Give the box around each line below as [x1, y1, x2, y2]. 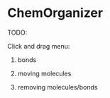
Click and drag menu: [7, 42, 70, 50]
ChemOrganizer [7, 5, 104, 21]
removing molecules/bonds [17, 82, 98, 91]
